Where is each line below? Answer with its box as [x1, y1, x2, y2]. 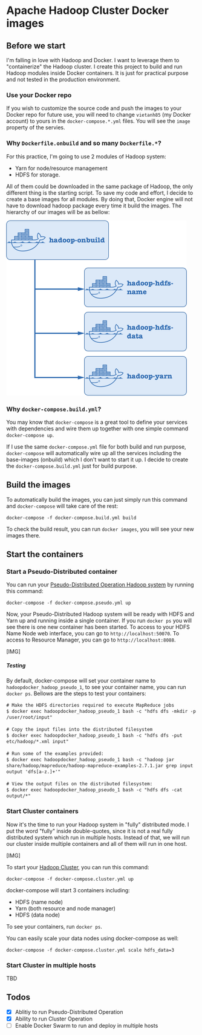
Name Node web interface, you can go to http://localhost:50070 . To [6, 630, 180, 637]
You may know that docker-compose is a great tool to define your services [6, 418, 187, 426]
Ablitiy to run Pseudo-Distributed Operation [15, 1008, 123, 1016]
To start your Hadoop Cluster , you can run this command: [6, 863, 149, 871]
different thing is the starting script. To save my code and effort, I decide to [6, 189, 194, 196]
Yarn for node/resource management [15, 164, 108, 172]
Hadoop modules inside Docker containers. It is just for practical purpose [6, 70, 189, 76]
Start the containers [6, 550, 83, 560]
